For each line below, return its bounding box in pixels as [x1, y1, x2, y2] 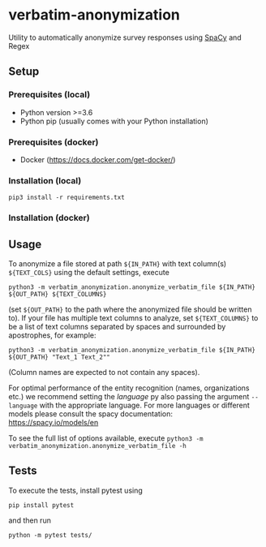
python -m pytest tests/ [8, 531, 92, 539]
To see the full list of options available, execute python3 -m [8, 433, 204, 443]
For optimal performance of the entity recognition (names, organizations [8, 383, 250, 393]
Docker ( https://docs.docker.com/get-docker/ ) [19, 154, 176, 164]
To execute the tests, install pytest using [8, 485, 144, 495]
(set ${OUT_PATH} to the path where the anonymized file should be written [8, 304, 252, 314]
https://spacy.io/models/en [8, 417, 99, 427]
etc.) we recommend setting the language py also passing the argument [8, 391, 250, 401]
